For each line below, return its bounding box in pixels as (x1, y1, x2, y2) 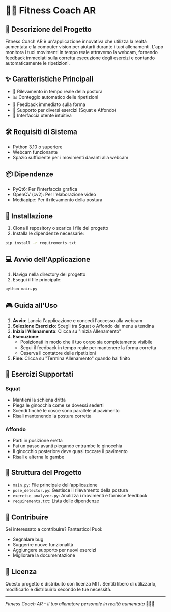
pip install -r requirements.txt (5, 241, 76, 246)
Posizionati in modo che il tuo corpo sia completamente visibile (20, 339, 153, 345)
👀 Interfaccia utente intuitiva (12, 112, 72, 118)
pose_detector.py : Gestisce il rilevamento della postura (12, 487, 128, 493)
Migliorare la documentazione (12, 552, 75, 558)
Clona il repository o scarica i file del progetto (12, 225, 108, 231)
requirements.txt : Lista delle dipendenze (12, 498, 99, 504)
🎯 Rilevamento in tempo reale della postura (12, 88, 103, 94)
